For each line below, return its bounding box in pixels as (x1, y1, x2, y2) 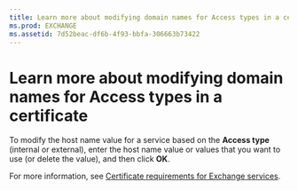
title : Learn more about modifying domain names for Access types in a (9, 12, 279, 22)
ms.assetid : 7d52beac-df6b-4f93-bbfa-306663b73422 (9, 29, 200, 38)
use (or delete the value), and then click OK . (9, 154, 170, 164)
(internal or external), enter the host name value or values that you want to (9, 144, 281, 155)
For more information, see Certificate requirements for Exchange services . (9, 170, 281, 182)
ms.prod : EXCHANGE (9, 21, 77, 30)
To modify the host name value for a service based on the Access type (9, 135, 271, 146)
